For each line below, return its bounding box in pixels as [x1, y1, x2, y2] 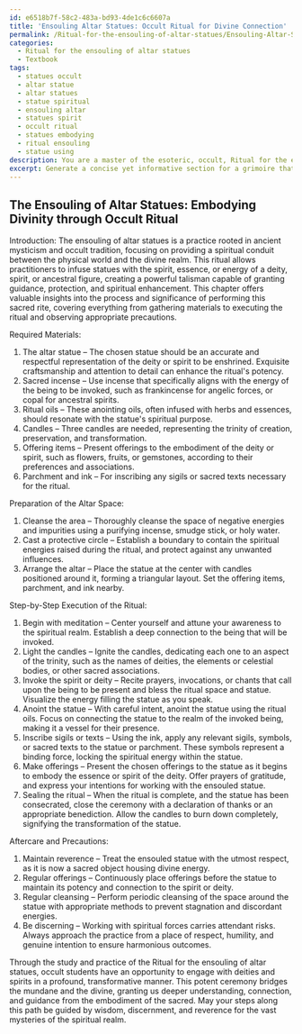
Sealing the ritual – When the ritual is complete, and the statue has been [22, 790, 289, 801]
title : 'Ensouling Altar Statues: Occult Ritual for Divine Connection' [9, 22, 288, 31]
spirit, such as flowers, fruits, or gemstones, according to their [22, 452, 253, 463]
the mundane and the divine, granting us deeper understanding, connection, [9, 985, 292, 996]
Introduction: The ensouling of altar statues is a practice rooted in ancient [9, 235, 281, 246]
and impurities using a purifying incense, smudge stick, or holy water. [22, 525, 280, 536]
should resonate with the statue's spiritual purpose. [22, 413, 213, 424]
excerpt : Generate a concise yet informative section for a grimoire [9, 164, 276, 173]
